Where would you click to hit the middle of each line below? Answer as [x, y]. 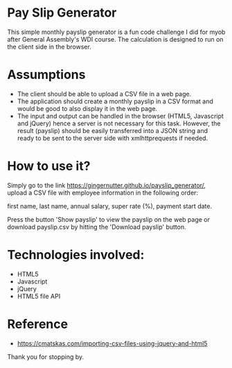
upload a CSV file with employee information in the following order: [103, 193]
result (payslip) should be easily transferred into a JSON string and [113, 130]
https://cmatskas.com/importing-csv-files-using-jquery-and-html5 [112, 343]
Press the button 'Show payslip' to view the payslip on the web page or [108, 219]
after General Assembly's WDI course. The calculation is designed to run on [115, 39]
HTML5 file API [39, 296]
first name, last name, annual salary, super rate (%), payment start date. [110, 206]
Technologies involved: [76, 255]
